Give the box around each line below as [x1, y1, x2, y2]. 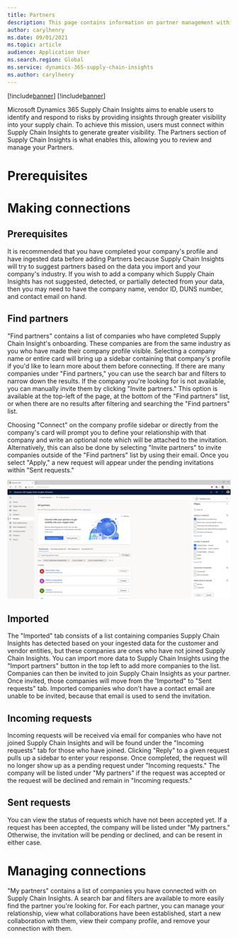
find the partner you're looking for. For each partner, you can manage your [7, 901, 225, 910]
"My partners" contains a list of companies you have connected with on [7, 886, 217, 895]
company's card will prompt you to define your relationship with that [7, 428, 207, 436]
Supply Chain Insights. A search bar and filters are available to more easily [7, 893, 225, 903]
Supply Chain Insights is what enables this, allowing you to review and [7, 135, 212, 144]
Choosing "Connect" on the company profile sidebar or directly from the [7, 420, 219, 429]
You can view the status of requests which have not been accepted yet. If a [7, 815, 227, 824]
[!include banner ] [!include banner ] [7, 91, 106, 100]
